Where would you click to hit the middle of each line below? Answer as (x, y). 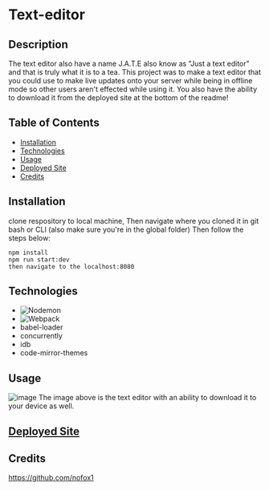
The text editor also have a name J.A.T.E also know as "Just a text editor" (129, 63)
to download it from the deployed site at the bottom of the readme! (118, 97)
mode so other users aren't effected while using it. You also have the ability (133, 89)
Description (38, 45)
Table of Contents (54, 123)
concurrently (41, 336)
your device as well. (41, 406)
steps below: (29, 237)
